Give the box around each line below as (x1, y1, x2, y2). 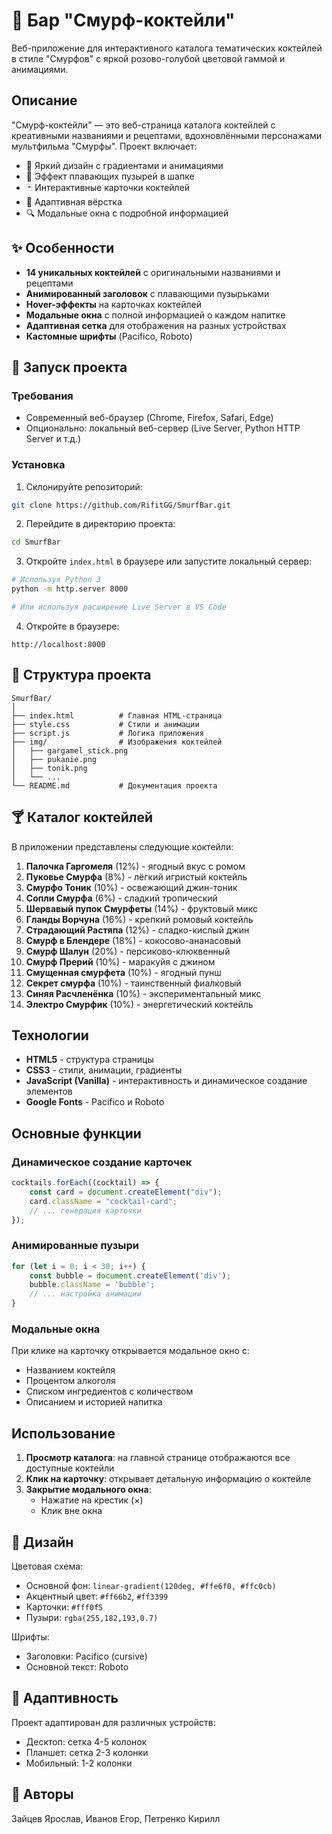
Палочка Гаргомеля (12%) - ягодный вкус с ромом (25, 860, 246, 872)
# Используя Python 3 (11, 575, 102, 585)
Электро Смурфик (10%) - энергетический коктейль (25, 998, 254, 1010)
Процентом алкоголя (25, 1375, 116, 1387)
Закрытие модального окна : (25, 1484, 152, 1496)
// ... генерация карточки (29, 1205, 142, 1216)
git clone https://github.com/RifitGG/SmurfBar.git (11, 500, 231, 510)
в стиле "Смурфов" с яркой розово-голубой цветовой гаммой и (11, 52, 286, 64)
